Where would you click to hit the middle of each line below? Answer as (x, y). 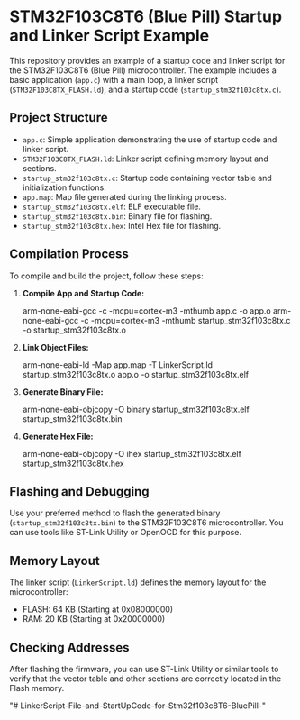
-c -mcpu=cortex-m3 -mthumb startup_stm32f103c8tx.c (186, 320)
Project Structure (59, 118)
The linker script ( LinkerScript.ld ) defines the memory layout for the (138, 582)
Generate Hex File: (58, 436)
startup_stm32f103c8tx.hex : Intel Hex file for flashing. (122, 225)
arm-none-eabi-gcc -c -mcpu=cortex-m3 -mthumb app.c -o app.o (147, 310)
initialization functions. (64, 187)
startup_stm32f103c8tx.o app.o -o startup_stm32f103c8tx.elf (136, 374)
